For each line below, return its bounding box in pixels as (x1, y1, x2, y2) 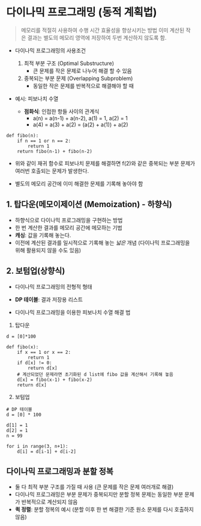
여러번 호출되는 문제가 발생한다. (14, 167, 89, 175)
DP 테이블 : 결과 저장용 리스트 (14, 295, 83, 303)
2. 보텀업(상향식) (6, 266, 65, 276)
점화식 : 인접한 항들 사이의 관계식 (23, 108, 100, 115)
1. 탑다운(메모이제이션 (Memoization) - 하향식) (6, 199, 173, 209)
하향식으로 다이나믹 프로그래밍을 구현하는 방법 (14, 216, 123, 223)
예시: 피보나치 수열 (14, 94, 59, 102)
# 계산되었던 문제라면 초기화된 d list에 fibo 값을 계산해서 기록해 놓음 (17, 371, 174, 377)
